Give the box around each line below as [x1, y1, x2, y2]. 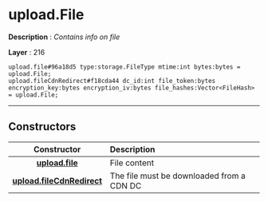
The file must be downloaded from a [109, 170, 246, 181]
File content [109, 157, 154, 168]
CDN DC [109, 180, 142, 191]
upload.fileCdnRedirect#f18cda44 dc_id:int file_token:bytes [8, 77, 216, 85]
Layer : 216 [8, 47, 45, 57]
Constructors [8, 120, 77, 133]
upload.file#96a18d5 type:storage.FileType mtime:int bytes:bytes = [8, 62, 241, 71]
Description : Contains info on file [8, 32, 120, 42]
